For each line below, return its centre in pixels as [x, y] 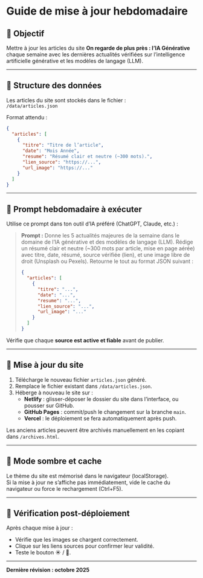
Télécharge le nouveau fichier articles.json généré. [81, 379]
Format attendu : [27, 117]
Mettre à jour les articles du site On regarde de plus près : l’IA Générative [98, 48]
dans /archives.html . [33, 436]
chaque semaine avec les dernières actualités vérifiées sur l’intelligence [96, 55]
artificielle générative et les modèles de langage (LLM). [75, 61]
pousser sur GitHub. [49, 405]
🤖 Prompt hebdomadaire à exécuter [74, 209]
